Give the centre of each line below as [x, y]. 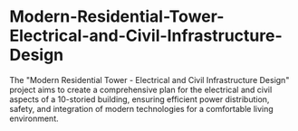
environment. [34, 118]
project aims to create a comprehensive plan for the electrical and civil [141, 89]
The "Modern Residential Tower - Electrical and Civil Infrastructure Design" [149, 80]
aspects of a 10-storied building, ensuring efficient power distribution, [139, 99]
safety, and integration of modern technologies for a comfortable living [141, 108]
